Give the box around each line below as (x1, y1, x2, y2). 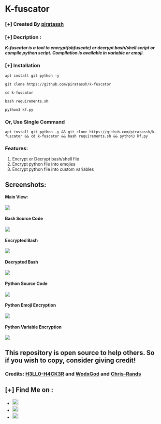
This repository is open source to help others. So (5, 349, 155, 357)
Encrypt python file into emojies (12, 161, 76, 167)
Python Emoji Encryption (5, 302, 56, 308)
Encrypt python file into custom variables (12, 166, 94, 172)
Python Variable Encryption (5, 324, 62, 330)
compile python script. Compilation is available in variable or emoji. (5, 50, 144, 56)
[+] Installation (5, 62, 40, 69)
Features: (5, 145, 28, 152)
